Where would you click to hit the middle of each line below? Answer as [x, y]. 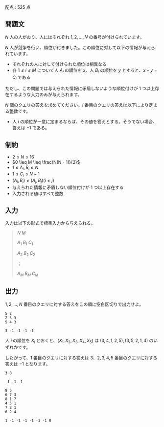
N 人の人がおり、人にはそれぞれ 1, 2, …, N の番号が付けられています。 [75, 37]
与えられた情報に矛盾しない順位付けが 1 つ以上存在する [68, 187]
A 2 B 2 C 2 [26, 254]
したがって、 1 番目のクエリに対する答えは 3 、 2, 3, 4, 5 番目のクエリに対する [81, 358]
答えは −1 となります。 [28, 364]
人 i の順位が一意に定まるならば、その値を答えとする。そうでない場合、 [85, 122]
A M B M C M [28, 274]
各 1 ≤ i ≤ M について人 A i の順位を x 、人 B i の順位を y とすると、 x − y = [85, 71]
